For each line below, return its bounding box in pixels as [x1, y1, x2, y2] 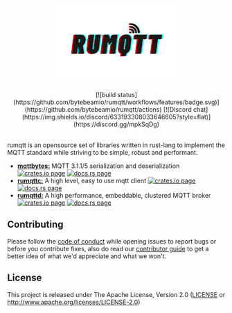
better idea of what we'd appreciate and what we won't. [7, 252, 167, 260]
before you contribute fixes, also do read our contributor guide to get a [7, 244, 209, 253]
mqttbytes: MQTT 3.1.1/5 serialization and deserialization [17, 162, 180, 170]
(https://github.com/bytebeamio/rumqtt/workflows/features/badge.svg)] [13, 98, 220, 106]
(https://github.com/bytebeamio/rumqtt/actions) [24, 105, 162, 114]
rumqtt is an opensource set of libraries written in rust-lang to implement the [7, 141, 225, 149]
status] [117, 91, 137, 99]
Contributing [7, 219, 64, 230]
